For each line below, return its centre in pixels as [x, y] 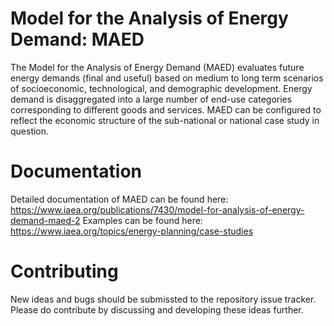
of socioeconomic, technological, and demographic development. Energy [161, 88]
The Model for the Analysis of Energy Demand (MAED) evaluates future [157, 67]
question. [30, 131]
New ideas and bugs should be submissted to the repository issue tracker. [163, 299]
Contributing [64, 271]
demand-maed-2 [45, 220]
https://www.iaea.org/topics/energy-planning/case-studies [132, 231]
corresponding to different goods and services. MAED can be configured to [166, 109]
